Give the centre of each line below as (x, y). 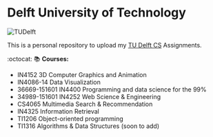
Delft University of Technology (97, 13)
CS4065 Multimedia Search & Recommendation (85, 104)
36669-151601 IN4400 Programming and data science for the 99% (112, 89)
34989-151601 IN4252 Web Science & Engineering (89, 96)
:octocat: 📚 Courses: (38, 59)
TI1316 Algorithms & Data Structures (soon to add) (88, 126)
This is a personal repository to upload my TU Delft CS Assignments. (104, 45)
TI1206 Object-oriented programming (70, 118)
